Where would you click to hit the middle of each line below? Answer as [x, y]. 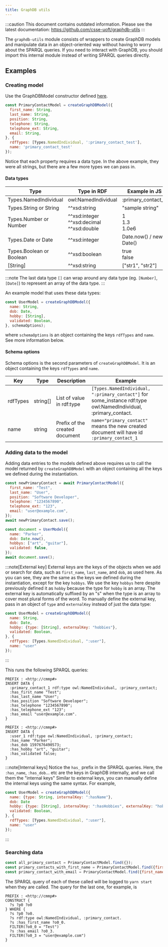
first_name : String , [31, 110]
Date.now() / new [142, 237]
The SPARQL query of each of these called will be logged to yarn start [79, 881]
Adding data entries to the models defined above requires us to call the [78, 463]
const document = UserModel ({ [37, 529]
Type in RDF [92, 191]
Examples [21, 71]
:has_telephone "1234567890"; [41, 705]
